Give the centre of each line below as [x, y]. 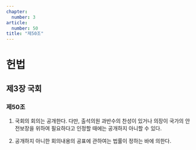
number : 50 [25, 28]
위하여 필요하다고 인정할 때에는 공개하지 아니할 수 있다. [98, 128]
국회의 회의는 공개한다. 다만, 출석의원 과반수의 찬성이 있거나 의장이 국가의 [99, 121]
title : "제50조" [25, 34]
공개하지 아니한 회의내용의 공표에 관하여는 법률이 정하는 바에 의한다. [93, 141]
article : [17, 23]
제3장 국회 [24, 89]
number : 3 [23, 17]
